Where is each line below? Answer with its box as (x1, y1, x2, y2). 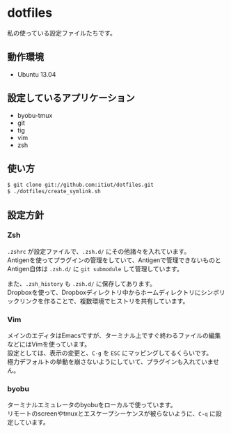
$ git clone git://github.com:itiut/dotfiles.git (7, 181, 154, 189)
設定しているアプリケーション (7, 92, 135, 104)
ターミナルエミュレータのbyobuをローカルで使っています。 (7, 401, 177, 409)
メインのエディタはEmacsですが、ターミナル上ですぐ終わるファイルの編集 (7, 331, 221, 340)
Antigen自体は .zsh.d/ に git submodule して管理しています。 (7, 264, 183, 273)
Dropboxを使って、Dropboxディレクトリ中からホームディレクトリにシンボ (7, 288, 220, 296)
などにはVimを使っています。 (7, 340, 91, 349)
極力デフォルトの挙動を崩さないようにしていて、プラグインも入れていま (7, 358, 214, 366)
